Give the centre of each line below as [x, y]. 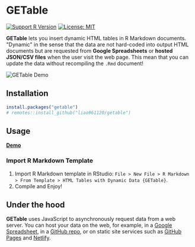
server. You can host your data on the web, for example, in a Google [89, 225]
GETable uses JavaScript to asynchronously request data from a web [91, 219]
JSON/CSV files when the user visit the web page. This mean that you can [97, 57]
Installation [27, 93]
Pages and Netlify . [29, 238]
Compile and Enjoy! [38, 186]
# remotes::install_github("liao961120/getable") [69, 113]
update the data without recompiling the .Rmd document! [75, 63]
